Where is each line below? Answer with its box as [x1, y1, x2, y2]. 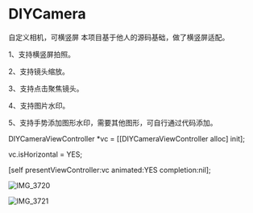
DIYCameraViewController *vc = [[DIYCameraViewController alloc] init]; [8, 133, 246, 143]
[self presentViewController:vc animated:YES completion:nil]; [8, 165, 211, 174]
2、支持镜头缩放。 [8, 66, 70, 76]
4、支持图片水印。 [8, 100, 70, 110]
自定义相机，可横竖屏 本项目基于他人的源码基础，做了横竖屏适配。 [8, 32, 230, 42]
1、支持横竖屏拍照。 [8, 49, 75, 59]
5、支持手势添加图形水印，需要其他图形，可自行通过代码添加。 [8, 117, 218, 127]
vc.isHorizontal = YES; [8, 150, 83, 159]
